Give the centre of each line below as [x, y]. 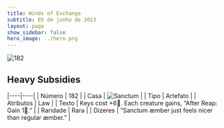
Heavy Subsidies [44, 79]
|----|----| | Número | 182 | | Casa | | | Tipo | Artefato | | [102, 95]
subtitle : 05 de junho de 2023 [52, 20]
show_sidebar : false [37, 32]
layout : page [26, 26]
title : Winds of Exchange [44, 13]
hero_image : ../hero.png [42, 39]
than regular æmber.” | [39, 117]
